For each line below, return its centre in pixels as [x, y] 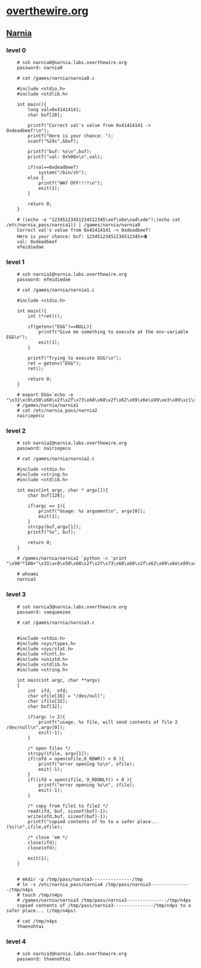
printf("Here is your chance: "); [71, 136]
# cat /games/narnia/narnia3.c [56, 623]
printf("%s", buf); [52, 532]
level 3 [16, 594]
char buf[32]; [45, 706]
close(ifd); [43, 842]
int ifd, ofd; [48, 691]
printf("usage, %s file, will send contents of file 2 [108, 722]
